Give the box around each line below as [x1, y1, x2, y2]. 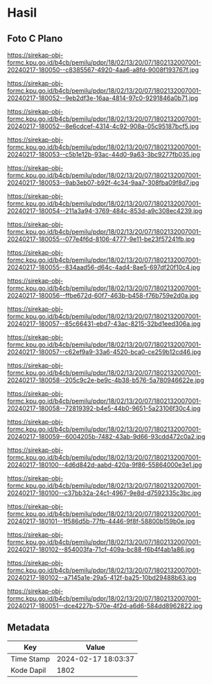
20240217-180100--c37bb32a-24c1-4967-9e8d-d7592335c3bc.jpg [7, 489, 202, 497]
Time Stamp [10, 654, 51, 664]
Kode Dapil [10, 665, 46, 675]
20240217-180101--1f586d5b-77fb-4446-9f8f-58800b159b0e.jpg [7, 517, 195, 525]
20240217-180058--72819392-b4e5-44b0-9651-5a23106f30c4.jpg [7, 404, 201, 412]
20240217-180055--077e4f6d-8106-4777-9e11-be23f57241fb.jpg [7, 235, 195, 243]
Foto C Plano [7, 33, 63, 44]
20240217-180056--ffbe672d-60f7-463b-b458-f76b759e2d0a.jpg [7, 292, 199, 299]
